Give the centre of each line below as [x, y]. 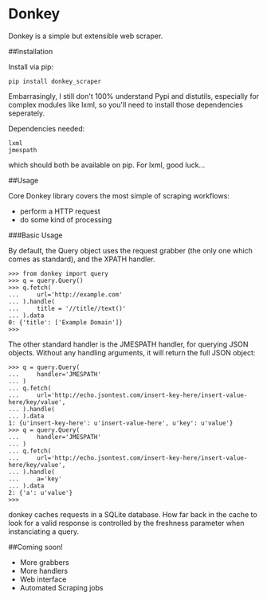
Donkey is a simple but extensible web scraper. [86, 36]
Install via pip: [31, 67]
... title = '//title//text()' [67, 308]
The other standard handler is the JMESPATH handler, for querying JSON [128, 344]
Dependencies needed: [47, 128]
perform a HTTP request [60, 211]
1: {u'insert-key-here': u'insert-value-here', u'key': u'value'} [121, 423]
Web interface [43, 579]
